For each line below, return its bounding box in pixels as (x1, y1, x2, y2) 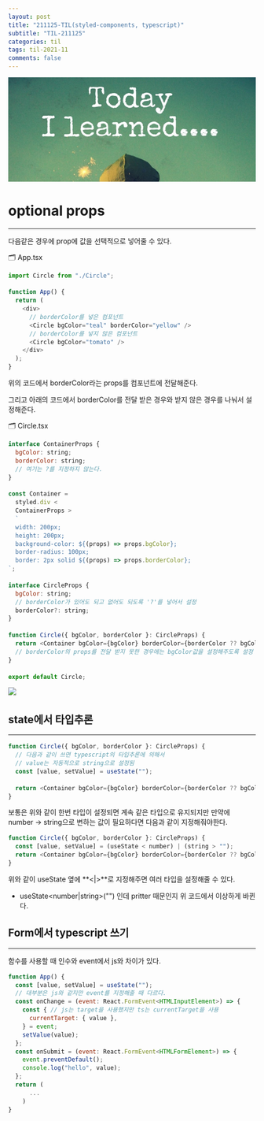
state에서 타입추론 (8, 713, 93, 726)
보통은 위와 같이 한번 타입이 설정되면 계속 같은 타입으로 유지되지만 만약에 (8, 807, 230, 817)
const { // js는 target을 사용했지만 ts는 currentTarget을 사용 (22, 1006, 219, 1014)
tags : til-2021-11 (8, 46, 68, 54)
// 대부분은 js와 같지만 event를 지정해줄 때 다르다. (15, 989, 167, 997)
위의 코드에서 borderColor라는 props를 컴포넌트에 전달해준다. (8, 378, 199, 388)
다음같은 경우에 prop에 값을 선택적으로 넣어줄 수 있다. (8, 236, 172, 246)
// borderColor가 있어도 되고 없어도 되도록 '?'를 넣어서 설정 (15, 598, 197, 606)
